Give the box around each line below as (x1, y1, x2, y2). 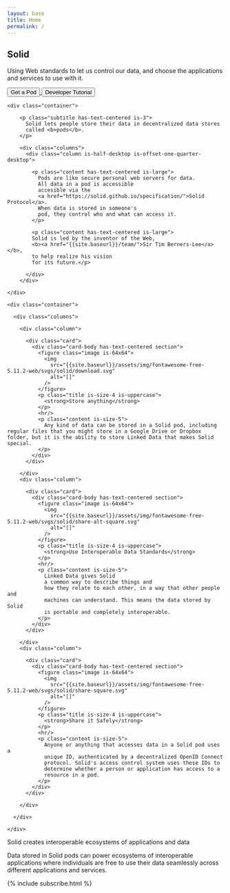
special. (7, 440, 32, 447)
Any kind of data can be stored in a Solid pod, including (43, 422, 217, 429)
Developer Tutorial (44, 89, 92, 96)
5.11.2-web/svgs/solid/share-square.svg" (7, 687, 128, 695)
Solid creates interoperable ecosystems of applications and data (7, 838, 190, 846)
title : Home (7, 17, 41, 23)
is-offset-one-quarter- (133, 151, 202, 158)
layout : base (7, 10, 45, 17)
